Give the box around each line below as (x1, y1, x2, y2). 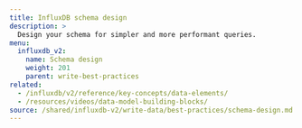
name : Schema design (25, 55, 103, 64)
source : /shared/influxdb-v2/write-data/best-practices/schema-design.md (9, 105, 294, 114)
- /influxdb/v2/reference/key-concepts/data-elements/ (17, 88, 229, 97)
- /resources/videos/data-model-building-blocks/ (17, 96, 208, 106)
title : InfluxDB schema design (9, 13, 127, 23)
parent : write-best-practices (25, 72, 140, 81)
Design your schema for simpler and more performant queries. (17, 30, 257, 39)
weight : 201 (25, 64, 71, 73)
